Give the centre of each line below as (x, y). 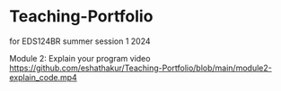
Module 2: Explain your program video (80, 58)
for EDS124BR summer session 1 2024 (80, 41)
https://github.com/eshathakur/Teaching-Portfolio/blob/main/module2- (140, 68)
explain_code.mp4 (44, 77)
